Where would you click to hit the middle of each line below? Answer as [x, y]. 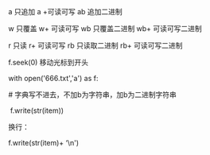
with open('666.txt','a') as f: [53, 78]
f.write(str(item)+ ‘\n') [44, 143]
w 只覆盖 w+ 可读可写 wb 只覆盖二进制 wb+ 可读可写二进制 [105, 29]
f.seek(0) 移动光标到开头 [49, 62]
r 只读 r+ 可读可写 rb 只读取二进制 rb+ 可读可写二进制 [95, 45]
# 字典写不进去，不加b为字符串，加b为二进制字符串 [92, 95]
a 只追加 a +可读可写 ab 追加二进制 [66, 12]
